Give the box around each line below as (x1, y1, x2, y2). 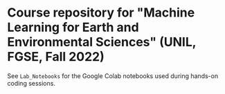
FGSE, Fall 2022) (7, 49, 105, 65)
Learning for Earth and (7, 19, 140, 35)
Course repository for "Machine (7, 5, 195, 21)
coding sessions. (7, 79, 55, 87)
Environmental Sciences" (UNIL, (7, 35, 196, 50)
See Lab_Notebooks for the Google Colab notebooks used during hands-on (7, 71, 219, 80)
